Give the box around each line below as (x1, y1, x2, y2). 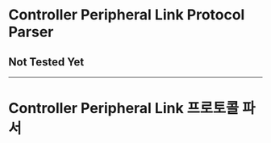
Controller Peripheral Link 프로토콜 (8, 99, 240, 118)
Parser (8, 23, 54, 41)
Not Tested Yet (8, 55, 85, 69)
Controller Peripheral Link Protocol (8, 6, 245, 24)
